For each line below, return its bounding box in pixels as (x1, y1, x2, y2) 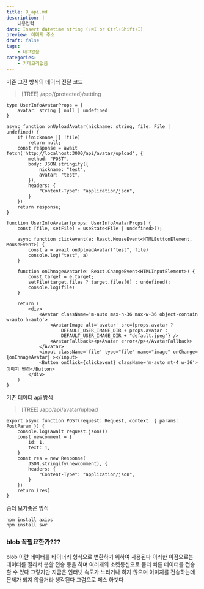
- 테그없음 (17, 49, 40, 55)
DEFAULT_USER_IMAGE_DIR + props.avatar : (60, 327, 168, 333)
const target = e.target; (28, 273, 95, 279)
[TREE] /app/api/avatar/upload (21, 406, 98, 413)
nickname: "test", (38, 166, 86, 172)
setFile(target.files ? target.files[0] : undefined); (28, 279, 171, 285)
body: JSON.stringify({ (28, 161, 89, 167)
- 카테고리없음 (17, 60, 48, 66)
